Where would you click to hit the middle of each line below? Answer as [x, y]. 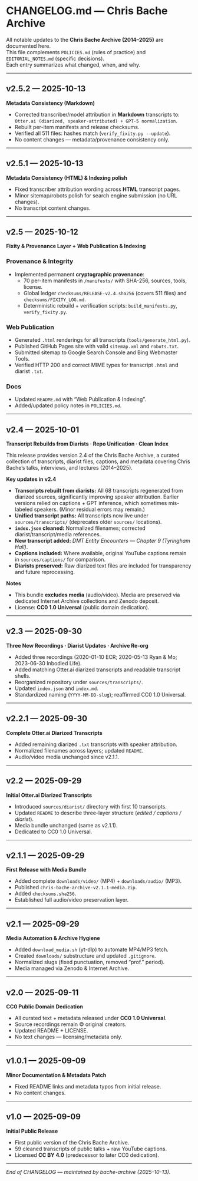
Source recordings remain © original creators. [70, 1024]
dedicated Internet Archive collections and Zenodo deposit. [87, 601]
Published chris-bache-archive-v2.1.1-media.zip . [76, 888]
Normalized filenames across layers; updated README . [79, 750]
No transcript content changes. [52, 208]
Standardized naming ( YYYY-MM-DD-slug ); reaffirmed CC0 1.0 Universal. [100, 694]
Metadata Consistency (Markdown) [51, 103]
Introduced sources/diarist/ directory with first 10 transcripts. [90, 806]
